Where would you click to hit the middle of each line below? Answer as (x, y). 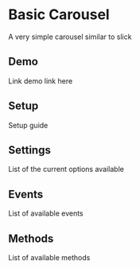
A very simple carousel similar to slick (70, 37)
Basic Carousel (59, 15)
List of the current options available (66, 170)
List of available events (46, 213)
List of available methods (49, 257)
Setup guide (28, 125)
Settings (30, 150)
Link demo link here (41, 80)
